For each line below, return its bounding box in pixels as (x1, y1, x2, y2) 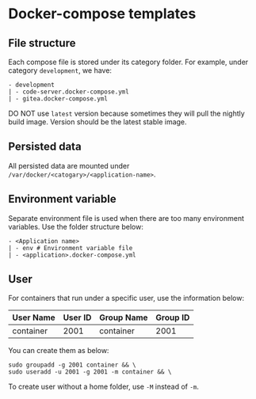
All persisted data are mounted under (8, 161, 130, 170)
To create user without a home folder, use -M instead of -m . (8, 382, 200, 392)
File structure (8, 36, 76, 50)
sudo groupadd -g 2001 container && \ (8, 361, 136, 369)
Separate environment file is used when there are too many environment (8, 213, 244, 222)
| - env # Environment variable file (8, 244, 133, 252)
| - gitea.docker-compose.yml (8, 95, 109, 103)
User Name (12, 312, 55, 323)
